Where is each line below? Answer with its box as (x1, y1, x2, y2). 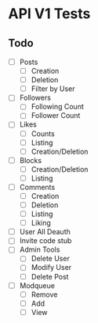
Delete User (31, 254, 71, 264)
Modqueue (19, 280, 55, 290)
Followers (19, 93, 51, 103)
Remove (31, 290, 58, 299)
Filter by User (31, 84, 75, 93)
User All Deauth (19, 227, 71, 237)
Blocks (19, 155, 42, 165)
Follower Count (31, 111, 81, 120)
